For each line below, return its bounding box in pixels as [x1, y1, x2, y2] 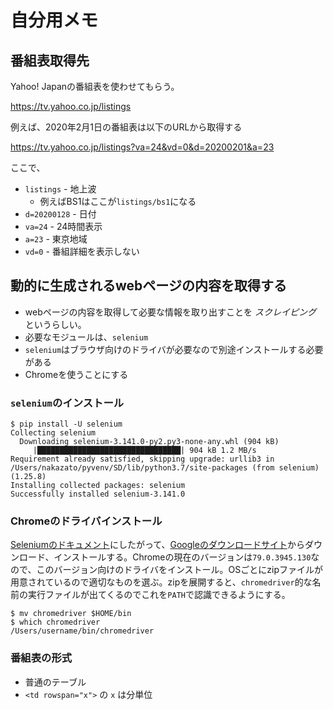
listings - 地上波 [24, 183, 97, 195]
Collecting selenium [10, 428, 97, 438]
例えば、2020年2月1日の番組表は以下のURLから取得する [10, 121, 243, 133]
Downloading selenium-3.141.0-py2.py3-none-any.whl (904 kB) [19, 437, 280, 447]
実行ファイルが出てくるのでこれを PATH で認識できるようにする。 [27, 589, 291, 601]
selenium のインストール [10, 396, 125, 410]
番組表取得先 [10, 52, 90, 69]
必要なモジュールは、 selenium [24, 331, 149, 343]
